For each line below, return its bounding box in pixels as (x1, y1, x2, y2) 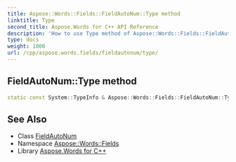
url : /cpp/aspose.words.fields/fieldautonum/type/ (7, 50, 159, 57)
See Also (7, 113, 47, 125)
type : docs (7, 36, 39, 43)
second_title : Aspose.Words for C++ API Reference (7, 23, 159, 30)
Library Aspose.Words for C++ (17, 147, 107, 155)
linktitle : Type (7, 17, 55, 24)
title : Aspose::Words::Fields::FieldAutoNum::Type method (7, 10, 181, 18)
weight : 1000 (7, 43, 46, 50)
